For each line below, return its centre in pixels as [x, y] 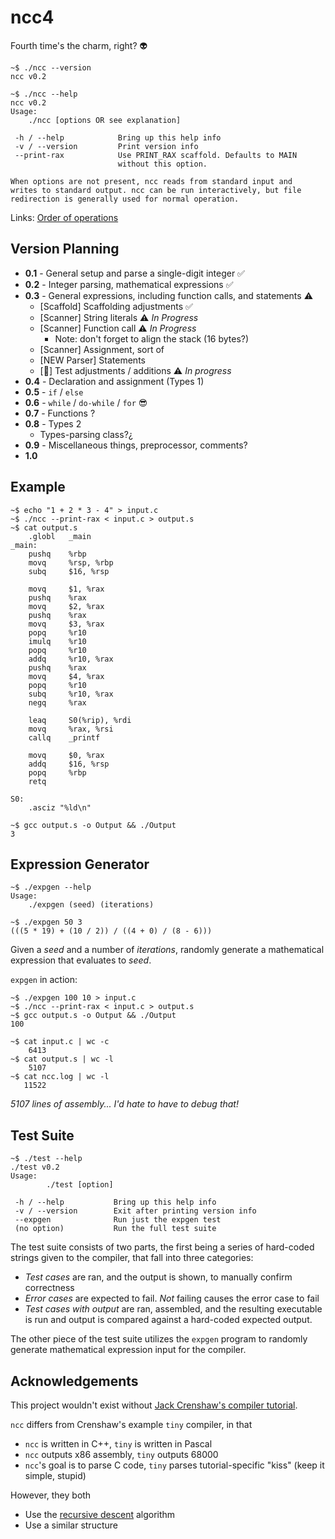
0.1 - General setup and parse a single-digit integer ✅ [134, 273]
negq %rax [57, 702]
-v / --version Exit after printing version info [135, 1211]
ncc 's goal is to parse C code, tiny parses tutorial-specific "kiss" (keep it [174, 1465]
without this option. [162, 164]
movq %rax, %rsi [71, 729]
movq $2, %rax [66, 606]
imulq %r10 [57, 641]
